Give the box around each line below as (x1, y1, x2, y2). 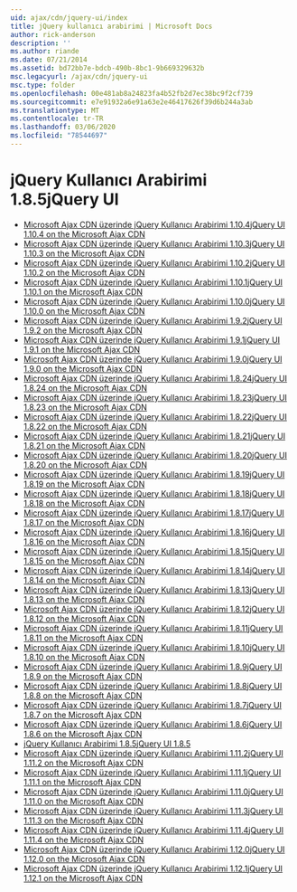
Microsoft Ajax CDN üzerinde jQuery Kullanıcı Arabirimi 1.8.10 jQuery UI (23, 641, 285, 652)
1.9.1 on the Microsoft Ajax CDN (23, 344, 141, 355)
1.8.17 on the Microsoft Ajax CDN (23, 517, 145, 527)
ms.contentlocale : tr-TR (10, 114, 104, 123)
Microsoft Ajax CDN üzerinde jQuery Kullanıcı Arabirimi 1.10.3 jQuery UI (23, 238, 285, 249)
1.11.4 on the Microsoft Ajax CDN (23, 834, 144, 845)
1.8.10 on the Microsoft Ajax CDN (23, 651, 145, 662)
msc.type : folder (10, 81, 76, 90)
